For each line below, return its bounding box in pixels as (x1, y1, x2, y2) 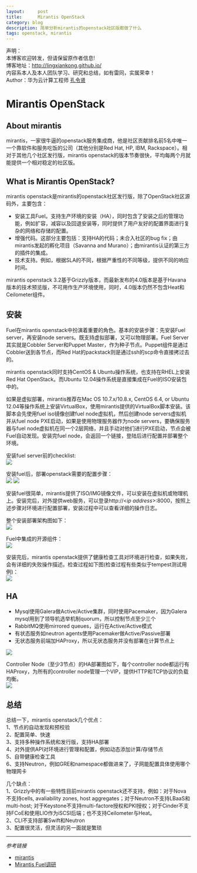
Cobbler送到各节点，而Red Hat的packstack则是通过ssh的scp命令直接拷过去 (6, 348, 189, 356)
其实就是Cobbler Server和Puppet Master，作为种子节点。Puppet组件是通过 (6, 341, 189, 348)
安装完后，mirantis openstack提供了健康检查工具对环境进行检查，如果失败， (6, 553, 191, 560)
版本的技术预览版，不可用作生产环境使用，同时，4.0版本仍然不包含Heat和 (6, 283, 185, 290)
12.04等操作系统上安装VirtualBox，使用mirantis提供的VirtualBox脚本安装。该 (6, 402, 191, 410)
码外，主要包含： (6, 200, 47, 207)
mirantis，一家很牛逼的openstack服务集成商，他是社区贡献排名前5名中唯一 (6, 137, 188, 144)
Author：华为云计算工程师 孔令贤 (6, 77, 86, 84)
